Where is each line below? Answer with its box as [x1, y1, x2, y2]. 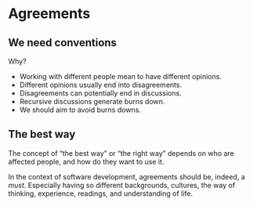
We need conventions [8, 36, 117, 49]
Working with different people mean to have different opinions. [19, 72, 222, 81]
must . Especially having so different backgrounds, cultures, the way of [8, 180, 236, 190]
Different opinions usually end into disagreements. [19, 80, 183, 89]
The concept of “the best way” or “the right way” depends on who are [8, 148, 235, 157]
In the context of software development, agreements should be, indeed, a [8, 172, 245, 181]
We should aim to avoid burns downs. [19, 105, 141, 114]
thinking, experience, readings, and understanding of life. [8, 189, 193, 198]
